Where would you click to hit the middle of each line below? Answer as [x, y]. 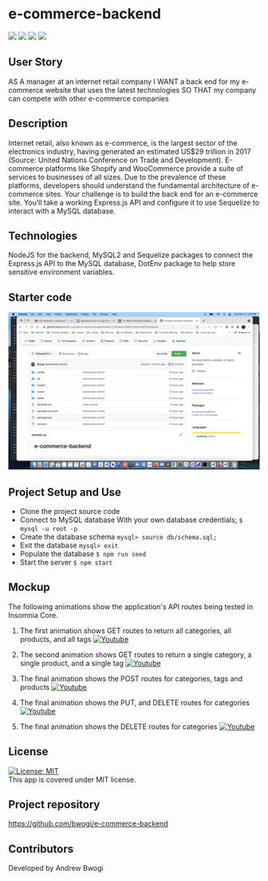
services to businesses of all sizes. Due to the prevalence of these [117, 177]
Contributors [41, 849]
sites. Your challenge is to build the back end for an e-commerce [152, 193]
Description [38, 124]
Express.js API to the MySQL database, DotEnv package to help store [122, 264]
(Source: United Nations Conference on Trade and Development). [116, 160]
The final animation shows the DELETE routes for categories [118, 726]
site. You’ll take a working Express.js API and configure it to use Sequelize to [134, 202]
